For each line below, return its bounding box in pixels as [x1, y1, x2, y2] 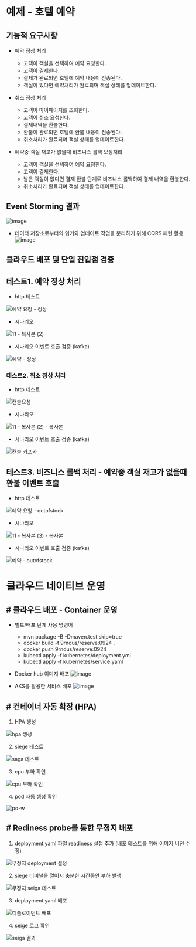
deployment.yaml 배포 [14, 897, 67, 904]
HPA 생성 [14, 718, 36, 725]
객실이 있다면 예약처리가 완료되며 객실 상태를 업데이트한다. [23, 82, 157, 89]
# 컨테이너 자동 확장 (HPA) [6, 701, 97, 711]
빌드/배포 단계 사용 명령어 [14, 622, 73, 629]
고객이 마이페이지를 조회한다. [23, 107, 90, 113]
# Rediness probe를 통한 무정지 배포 [6, 823, 133, 833]
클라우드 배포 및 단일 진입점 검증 [6, 254, 115, 264]
